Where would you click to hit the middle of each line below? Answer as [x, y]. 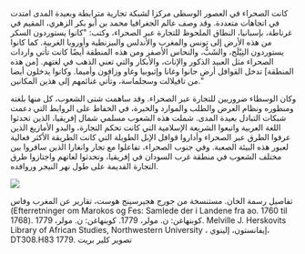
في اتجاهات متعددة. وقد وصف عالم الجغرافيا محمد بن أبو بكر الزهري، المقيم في [145, 23]
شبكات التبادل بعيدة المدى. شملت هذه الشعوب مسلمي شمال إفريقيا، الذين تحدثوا [148, 118]
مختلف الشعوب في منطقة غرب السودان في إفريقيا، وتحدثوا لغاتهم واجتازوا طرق [146, 157]
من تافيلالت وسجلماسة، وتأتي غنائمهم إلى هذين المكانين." [107, 81]
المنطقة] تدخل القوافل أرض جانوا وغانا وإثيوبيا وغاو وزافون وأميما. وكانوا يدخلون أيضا [152, 71]
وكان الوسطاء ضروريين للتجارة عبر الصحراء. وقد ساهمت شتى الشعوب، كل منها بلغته [153, 98]
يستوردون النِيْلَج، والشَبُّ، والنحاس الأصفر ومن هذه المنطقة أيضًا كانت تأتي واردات [147, 52]
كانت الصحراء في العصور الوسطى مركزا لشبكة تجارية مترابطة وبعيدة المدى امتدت [149, 13]
